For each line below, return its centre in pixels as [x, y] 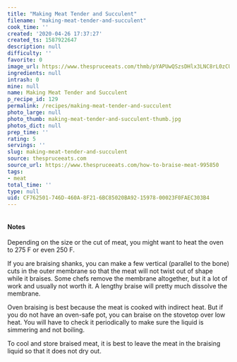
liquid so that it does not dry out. [55, 351]
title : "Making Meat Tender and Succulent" [72, 14]
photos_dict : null [34, 125]
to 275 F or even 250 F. [41, 250]
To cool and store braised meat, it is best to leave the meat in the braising [114, 344]
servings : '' [26, 146]
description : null [34, 47]
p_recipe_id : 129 [33, 100]
